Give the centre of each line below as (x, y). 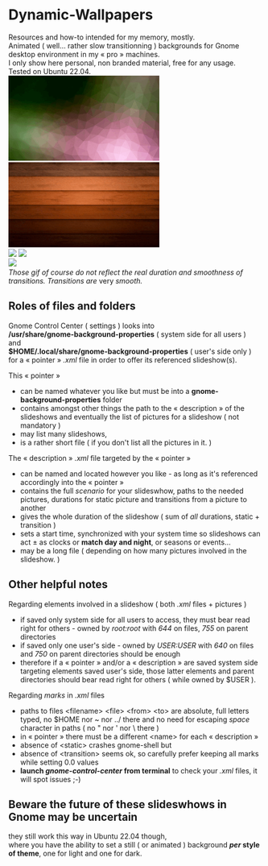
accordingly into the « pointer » (72, 482)
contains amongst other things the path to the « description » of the (132, 408)
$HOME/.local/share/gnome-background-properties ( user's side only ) (130, 351)
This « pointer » (34, 375)
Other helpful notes (58, 584)
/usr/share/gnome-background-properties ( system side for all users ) (128, 334)
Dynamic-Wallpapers (81, 15)
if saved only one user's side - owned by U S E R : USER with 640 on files (137, 645)
